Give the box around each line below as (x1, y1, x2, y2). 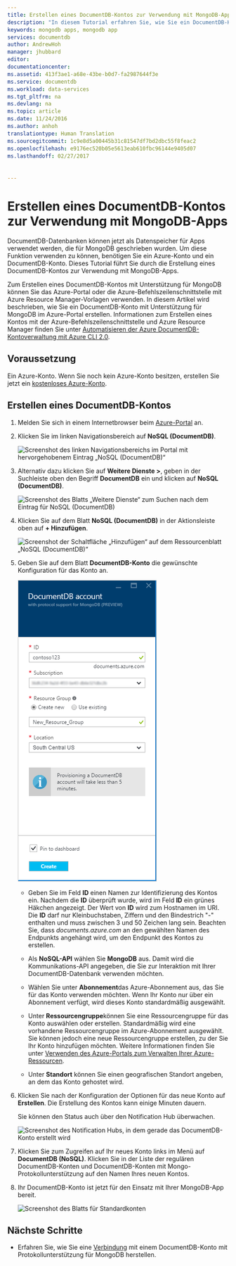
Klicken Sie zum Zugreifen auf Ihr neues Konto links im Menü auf (17, 1147, 205, 1156)
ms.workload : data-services (7, 85, 90, 93)
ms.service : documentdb (7, 78, 77, 85)
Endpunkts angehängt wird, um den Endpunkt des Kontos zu (27, 933, 204, 942)
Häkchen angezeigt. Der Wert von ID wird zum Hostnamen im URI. (27, 903, 220, 911)
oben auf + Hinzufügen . (17, 524, 88, 532)
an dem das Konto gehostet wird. (27, 1077, 124, 1086)
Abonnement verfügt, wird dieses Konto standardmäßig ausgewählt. (27, 998, 226, 1006)
